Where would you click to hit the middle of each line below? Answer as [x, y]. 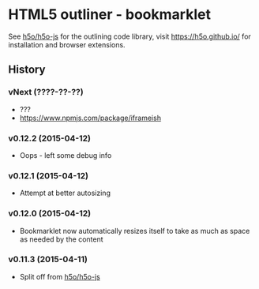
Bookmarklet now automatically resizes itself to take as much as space [135, 231]
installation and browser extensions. [67, 44]
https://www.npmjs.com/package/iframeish [90, 118]
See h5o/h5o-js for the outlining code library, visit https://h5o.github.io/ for [129, 36]
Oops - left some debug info [66, 155]
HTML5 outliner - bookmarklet [110, 15]
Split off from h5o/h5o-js [60, 276]
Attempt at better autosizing [65, 193]
